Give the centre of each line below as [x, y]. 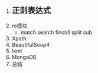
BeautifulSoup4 [31, 44]
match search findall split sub [56, 32]
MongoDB [24, 57]
